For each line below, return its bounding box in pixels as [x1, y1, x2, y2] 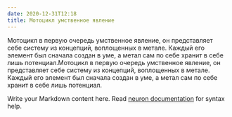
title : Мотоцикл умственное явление [7, 17, 115, 24]
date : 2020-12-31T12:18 [7, 10, 77, 18]
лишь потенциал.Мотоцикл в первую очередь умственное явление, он [7, 58, 221, 67]
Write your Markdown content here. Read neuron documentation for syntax [7, 94, 225, 102]
